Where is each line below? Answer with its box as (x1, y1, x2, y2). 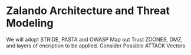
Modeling (6, 16, 54, 30)
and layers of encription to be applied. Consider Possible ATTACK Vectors (6, 42, 186, 49)
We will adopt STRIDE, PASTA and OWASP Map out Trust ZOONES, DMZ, (6, 36, 183, 43)
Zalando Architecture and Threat (6, 4, 170, 18)
